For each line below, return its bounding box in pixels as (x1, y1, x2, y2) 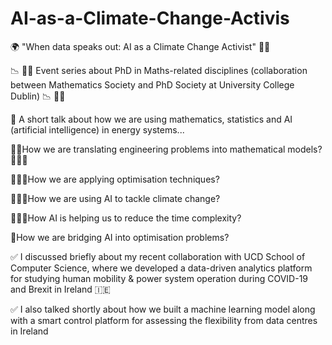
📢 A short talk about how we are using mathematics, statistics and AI (10, 113, 293, 125)
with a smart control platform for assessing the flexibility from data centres (10, 314, 318, 326)
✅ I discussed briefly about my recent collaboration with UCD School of (10, 250, 306, 262)
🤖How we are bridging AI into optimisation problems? (10, 231, 230, 243)
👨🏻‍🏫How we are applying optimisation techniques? (10, 173, 220, 185)
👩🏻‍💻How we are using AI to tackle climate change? (10, 192, 221, 204)
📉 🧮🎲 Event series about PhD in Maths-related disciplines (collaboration (10, 64, 308, 76)
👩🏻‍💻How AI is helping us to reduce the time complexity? (10, 212, 242, 224)
